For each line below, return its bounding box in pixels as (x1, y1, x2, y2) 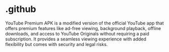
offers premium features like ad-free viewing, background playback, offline (5, 25, 161, 31)
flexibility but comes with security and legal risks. (5, 41, 108, 47)
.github (5, 3, 36, 15)
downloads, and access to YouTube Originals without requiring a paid (5, 30, 150, 36)
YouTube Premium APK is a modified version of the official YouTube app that (5, 20, 164, 26)
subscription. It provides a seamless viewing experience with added (5, 36, 146, 42)
